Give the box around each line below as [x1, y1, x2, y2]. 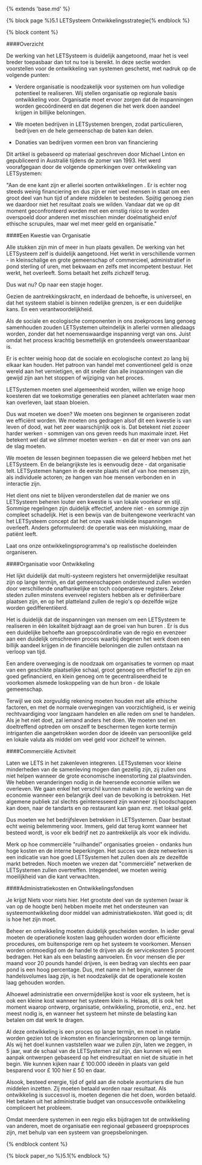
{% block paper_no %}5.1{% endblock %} [6, 1152, 110, 1159]
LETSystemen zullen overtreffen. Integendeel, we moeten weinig [6, 866, 167, 874]
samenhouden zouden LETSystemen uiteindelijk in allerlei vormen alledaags [6, 324, 195, 331]
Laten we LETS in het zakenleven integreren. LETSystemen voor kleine [6, 759, 182, 767]
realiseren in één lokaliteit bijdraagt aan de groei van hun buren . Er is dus [6, 622, 189, 629]
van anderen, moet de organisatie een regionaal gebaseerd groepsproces [6, 1123, 189, 1129]
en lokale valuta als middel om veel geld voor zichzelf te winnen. [6, 736, 166, 743]
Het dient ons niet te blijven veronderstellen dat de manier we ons [6, 492, 170, 499]
